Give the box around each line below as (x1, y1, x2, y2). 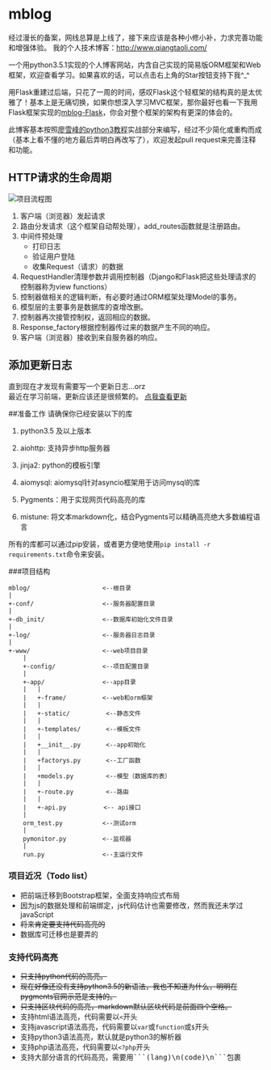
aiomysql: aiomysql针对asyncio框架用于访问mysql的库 (19, 477, 201, 487)
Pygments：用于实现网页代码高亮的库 (19, 494, 146, 504)
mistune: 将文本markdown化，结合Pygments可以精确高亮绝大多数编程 (19, 511, 254, 522)
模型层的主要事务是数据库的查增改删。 (19, 302, 148, 311)
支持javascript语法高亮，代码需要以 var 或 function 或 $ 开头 (19, 1022, 210, 1032)
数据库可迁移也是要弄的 (19, 929, 98, 939)
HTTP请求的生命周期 (8, 171, 112, 184)
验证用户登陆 (31, 252, 75, 261)
